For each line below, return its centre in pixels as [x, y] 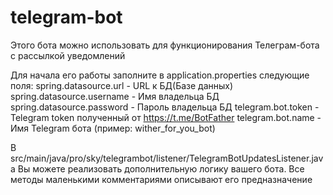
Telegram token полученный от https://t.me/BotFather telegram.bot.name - [166, 117]
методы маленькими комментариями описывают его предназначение [161, 179]
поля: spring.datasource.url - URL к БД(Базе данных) [122, 85]
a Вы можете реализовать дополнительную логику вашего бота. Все [157, 168]
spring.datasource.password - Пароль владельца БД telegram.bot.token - [165, 107]
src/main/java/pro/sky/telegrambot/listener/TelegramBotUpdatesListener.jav [167, 158]
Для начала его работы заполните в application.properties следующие [160, 75]
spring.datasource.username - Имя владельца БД [115, 96]
